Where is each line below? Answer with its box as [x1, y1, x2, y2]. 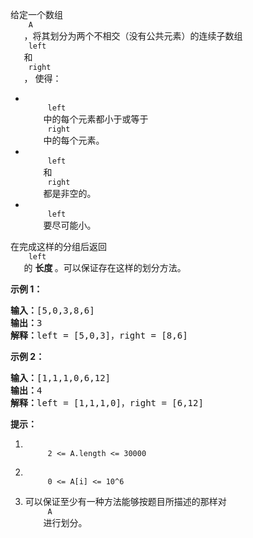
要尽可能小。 [43, 219, 97, 231]
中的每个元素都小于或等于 [43, 113, 149, 125]
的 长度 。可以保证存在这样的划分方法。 [23, 262, 187, 273]
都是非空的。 [43, 188, 97, 199]
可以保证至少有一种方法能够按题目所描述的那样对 [24, 496, 227, 507]
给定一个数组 [10, 9, 63, 20]
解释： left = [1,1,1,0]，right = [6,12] [10, 398, 204, 408]
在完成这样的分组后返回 [10, 241, 107, 252]
